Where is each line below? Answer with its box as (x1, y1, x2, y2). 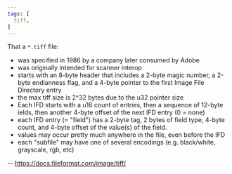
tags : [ (7, 10, 30, 18)
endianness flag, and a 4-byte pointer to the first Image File (32, 79, 205, 87)
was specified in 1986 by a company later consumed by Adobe (17, 56, 200, 65)
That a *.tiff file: (7, 43, 59, 51)
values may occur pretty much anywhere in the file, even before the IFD (17, 130, 226, 139)
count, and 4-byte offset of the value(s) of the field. (17, 123, 167, 132)
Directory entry (17, 86, 62, 95)
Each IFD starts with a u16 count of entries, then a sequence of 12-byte (17, 101, 224, 109)
